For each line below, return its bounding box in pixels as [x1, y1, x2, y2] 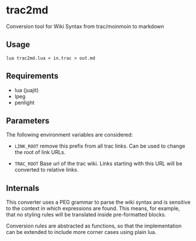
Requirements [6, 71, 59, 81]
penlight [14, 99, 35, 106]
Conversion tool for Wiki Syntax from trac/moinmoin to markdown [6, 23, 164, 30]
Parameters [6, 116, 50, 125]
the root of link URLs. [14, 149, 66, 156]
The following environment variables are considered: [6, 131, 133, 138]
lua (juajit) [14, 86, 39, 93]
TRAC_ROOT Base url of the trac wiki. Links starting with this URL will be [14, 160, 183, 167]
